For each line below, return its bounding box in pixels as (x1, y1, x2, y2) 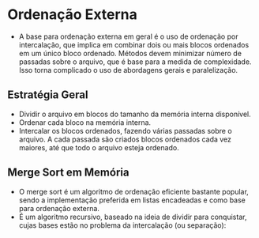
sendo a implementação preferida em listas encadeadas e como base (18, 195, 246, 205)
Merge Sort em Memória (7, 166, 129, 179)
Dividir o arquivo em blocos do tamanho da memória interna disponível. (18, 109, 252, 119)
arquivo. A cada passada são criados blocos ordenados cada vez (18, 134, 232, 144)
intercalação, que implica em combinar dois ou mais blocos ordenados (18, 40, 250, 49)
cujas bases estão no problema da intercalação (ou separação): (18, 220, 227, 230)
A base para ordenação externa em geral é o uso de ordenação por (18, 32, 238, 41)
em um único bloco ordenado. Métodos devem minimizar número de (18, 48, 242, 58)
